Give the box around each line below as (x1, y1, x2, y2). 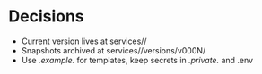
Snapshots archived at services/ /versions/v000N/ (21, 45, 206, 55)
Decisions (8, 6, 84, 27)
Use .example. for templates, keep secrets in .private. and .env (21, 54, 253, 65)
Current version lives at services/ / (21, 36, 147, 46)
